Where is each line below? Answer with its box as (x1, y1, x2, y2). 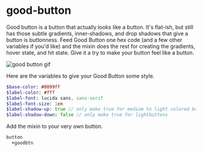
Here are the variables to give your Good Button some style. (6, 72, 155, 79)
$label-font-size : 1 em (6, 100, 63, 107)
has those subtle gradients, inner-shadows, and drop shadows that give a (6, 29, 188, 37)
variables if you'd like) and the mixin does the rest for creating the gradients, (6, 43, 195, 50)
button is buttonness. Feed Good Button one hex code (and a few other (6, 36, 183, 43)
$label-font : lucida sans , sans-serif (6, 95, 103, 101)
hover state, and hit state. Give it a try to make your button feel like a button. (6, 49, 194, 56)
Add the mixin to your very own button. (6, 123, 103, 130)
